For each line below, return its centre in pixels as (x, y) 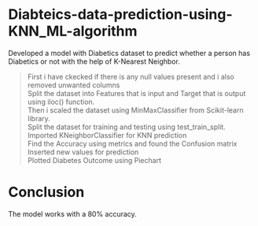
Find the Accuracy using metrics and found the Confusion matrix (132, 143)
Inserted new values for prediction (83, 152)
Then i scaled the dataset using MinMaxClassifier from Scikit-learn (135, 110)
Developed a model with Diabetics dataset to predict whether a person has (129, 53)
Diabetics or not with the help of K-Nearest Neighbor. (94, 61)
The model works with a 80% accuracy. (73, 213)
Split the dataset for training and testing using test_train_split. (126, 127)
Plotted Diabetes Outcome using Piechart (94, 160)
